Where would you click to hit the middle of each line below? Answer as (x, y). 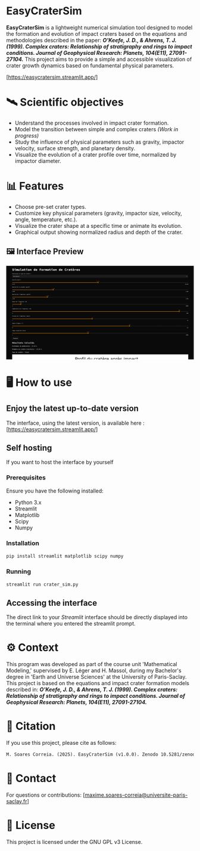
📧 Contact (31, 778)
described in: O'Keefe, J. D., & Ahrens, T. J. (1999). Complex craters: (92, 689)
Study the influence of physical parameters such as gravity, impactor (99, 142)
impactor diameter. (38, 161)
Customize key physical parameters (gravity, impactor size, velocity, (99, 213)
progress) (27, 135)
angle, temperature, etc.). (46, 219)
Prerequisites (26, 478)
